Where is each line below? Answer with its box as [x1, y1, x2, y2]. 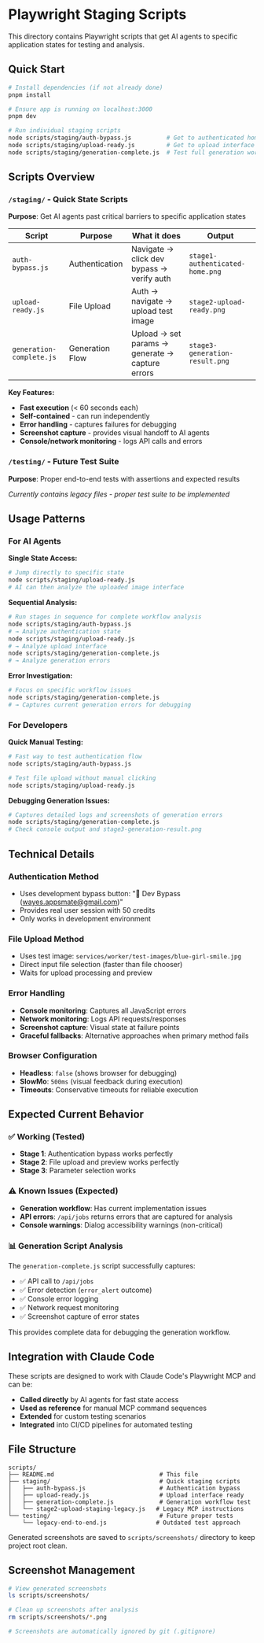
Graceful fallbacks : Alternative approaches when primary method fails [19, 1031, 249, 1040]
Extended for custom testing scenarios [19, 1411, 147, 1421]
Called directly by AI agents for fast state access [19, 1394, 179, 1404]
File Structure [8, 1442, 76, 1457]
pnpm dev [8, 113, 37, 120]
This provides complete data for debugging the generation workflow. [8, 1327, 231, 1337]
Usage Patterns [8, 512, 86, 526]
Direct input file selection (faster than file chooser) [19, 960, 183, 969]
